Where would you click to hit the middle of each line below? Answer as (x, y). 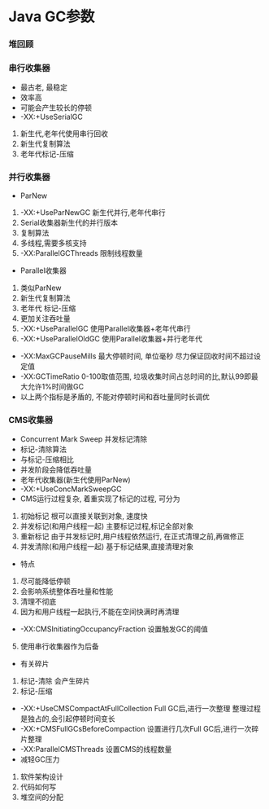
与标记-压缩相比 (47, 459)
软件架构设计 (41, 776)
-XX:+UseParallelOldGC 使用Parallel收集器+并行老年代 (111, 338)
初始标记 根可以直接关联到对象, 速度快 (84, 516)
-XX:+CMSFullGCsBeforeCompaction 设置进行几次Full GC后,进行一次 (136, 729)
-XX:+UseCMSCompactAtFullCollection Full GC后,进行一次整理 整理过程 (141, 708)
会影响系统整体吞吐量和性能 (67, 591)
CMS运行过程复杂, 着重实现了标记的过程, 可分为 (100, 499)
